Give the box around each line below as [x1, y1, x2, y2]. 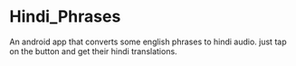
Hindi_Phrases [9, 6, 121, 27]
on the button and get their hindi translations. [9, 45, 178, 56]
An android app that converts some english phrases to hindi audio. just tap [9, 36, 287, 47]
